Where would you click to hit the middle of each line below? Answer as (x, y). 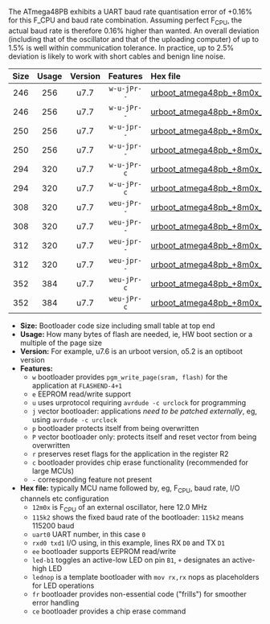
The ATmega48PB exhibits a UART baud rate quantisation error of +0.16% (131, 12)
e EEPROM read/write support (81, 394)
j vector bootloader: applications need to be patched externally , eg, (144, 411)
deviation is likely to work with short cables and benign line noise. (117, 56)
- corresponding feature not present (92, 479)
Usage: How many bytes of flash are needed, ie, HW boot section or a (136, 334)
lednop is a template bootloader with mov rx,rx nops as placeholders (145, 577)
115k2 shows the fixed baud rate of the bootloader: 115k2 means (138, 517)
